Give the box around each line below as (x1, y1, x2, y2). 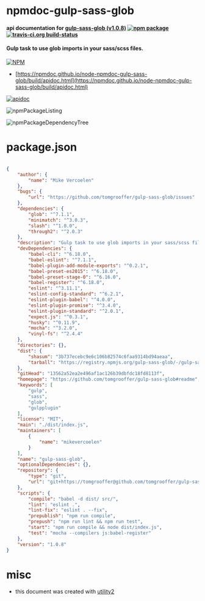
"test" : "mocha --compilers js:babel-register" (28, 530, 151, 536)
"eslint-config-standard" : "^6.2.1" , (28, 291, 124, 297)
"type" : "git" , (28, 473, 67, 479)
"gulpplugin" (28, 405, 62, 411)
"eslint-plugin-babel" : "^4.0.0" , (28, 297, 116, 303)
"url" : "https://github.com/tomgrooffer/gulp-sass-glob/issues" (28, 194, 195, 201)
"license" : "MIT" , (17, 416, 64, 422)
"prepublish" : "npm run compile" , (28, 513, 116, 519)
